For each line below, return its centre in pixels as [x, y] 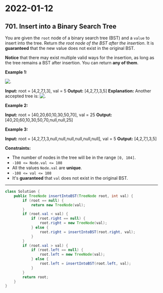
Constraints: [18, 148]
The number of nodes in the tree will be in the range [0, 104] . [74, 157]
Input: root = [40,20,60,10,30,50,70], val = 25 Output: [59, 115]
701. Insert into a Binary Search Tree [61, 26]
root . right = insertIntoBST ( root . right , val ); [88, 232]
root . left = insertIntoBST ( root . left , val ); [85, 263]
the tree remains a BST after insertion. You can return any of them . [72, 63]
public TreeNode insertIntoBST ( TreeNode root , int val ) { [73, 196]
